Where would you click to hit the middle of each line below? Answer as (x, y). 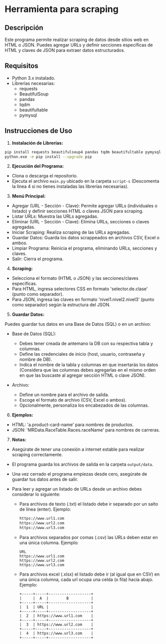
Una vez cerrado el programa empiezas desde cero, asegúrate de (80, 474)
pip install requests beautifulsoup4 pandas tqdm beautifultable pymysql (83, 152)
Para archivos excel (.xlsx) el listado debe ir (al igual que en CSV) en (89, 574)
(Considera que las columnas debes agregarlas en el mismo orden (87, 370)
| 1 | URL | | (56, 607)
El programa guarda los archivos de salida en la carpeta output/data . (83, 464)
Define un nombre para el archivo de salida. (64, 395)
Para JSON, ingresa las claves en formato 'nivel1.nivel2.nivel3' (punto (83, 300)
